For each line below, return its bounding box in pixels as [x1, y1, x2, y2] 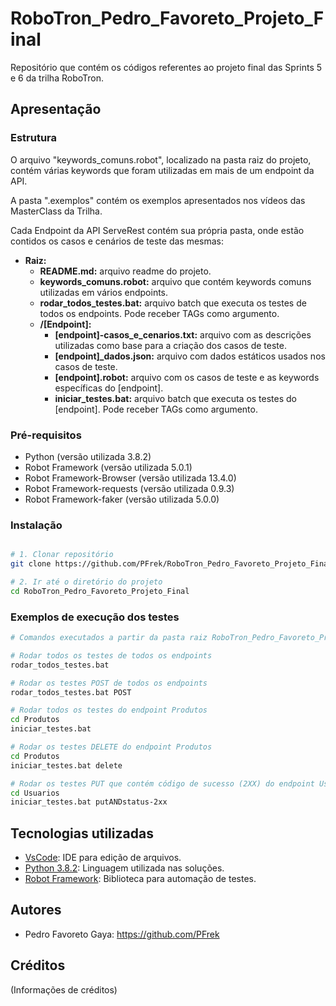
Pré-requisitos [10, 428, 82, 442]
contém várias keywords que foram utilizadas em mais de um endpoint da [10, 164, 315, 176]
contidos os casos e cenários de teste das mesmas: [10, 235, 225, 247]
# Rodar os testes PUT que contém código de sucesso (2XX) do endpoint [10, 778, 315, 789]
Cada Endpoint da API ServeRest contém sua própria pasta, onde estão [10, 224, 305, 236]
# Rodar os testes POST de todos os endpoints [10, 678, 208, 688]
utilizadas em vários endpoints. [39, 286, 169, 298]
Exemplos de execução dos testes [10, 610, 180, 624]
